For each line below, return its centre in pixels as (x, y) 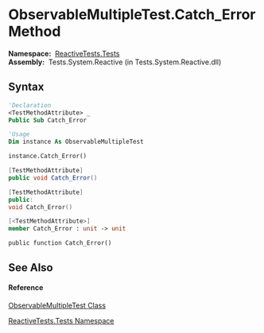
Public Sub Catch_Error (48, 120)
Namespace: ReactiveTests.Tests (64, 53)
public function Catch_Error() (60, 243)
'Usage (19, 134)
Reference (26, 288)
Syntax (26, 87)
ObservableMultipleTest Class (57, 305)
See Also (31, 267)
